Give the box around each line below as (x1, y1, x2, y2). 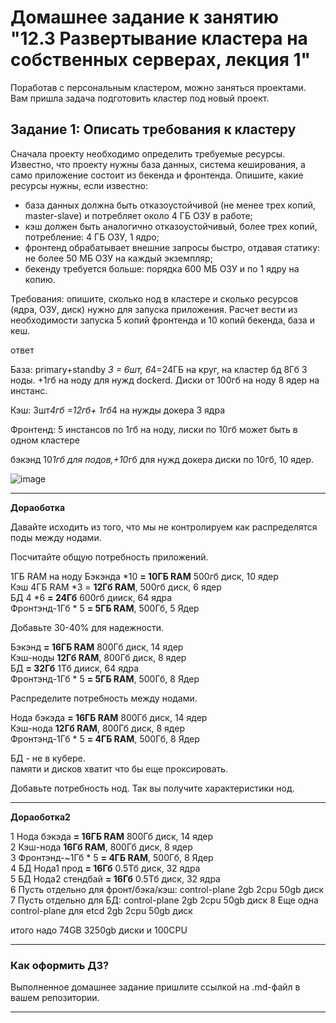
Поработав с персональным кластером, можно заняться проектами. (10, 81, 307, 93)
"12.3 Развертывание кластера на (10, 27, 308, 50)
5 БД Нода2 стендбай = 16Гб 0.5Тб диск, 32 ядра (10, 872, 221, 885)
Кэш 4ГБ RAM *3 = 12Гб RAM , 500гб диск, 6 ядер (10, 581, 222, 593)
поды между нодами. (10, 531, 102, 543)
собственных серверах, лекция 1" (10, 49, 311, 71)
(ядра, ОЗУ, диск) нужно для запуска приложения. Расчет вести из (10, 303, 298, 315)
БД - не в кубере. (10, 752, 86, 764)
